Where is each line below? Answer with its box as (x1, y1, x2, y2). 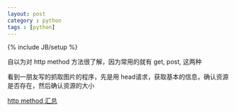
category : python (7, 17, 62, 24)
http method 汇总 (7, 96, 58, 105)
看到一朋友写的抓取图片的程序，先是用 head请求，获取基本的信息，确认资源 (7, 72, 229, 82)
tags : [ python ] (7, 23, 55, 30)
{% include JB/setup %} (7, 43, 78, 52)
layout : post (7, 10, 46, 18)
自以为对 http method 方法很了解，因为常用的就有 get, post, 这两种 (7, 57, 202, 66)
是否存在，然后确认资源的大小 (7, 82, 94, 90)
